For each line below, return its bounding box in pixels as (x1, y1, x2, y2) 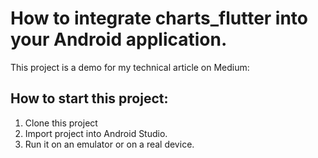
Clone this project (24, 117, 98, 129)
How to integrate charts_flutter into (10, 7, 309, 30)
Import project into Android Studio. (24, 127, 168, 139)
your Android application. (10, 28, 228, 51)
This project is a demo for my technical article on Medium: (10, 61, 250, 73)
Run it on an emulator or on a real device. (24, 138, 195, 150)
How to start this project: (10, 90, 169, 107)
